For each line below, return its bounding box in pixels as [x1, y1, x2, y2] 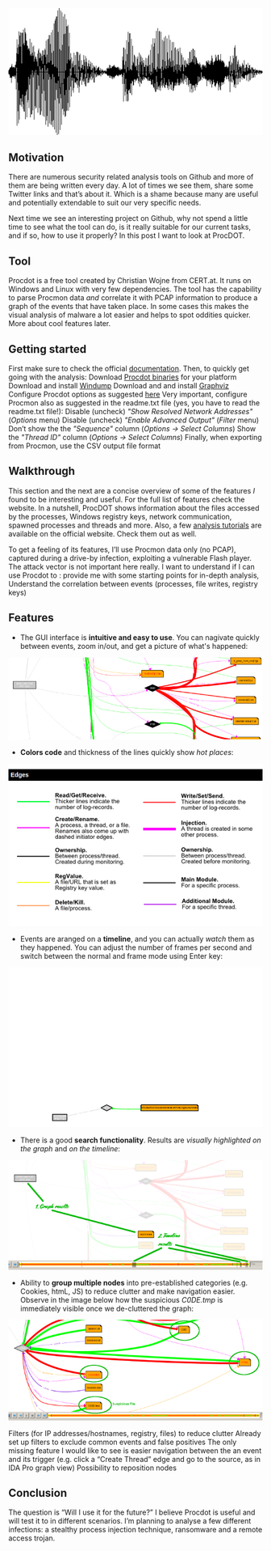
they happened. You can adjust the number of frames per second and [19, 943, 252, 952]
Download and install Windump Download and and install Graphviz [8, 381, 230, 391]
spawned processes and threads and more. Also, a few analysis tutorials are [8, 520, 262, 530]
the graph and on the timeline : [19, 1144, 121, 1154]
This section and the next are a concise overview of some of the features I [8, 485, 256, 495]
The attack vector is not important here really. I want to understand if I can [8, 561, 256, 571]
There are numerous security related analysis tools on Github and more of [8, 172, 254, 182]
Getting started [8, 342, 87, 356]
